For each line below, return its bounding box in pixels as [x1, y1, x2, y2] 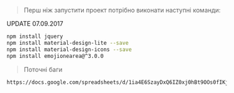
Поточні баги [23, 65, 63, 73]
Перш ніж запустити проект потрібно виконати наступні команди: [23, 6, 221, 14]
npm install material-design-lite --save [6, 39, 129, 46]
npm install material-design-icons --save [6, 45, 132, 53]
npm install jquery [6, 33, 64, 40]
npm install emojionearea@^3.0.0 [6, 52, 104, 59]
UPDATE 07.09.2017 [6, 20, 64, 27]
